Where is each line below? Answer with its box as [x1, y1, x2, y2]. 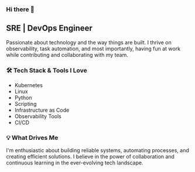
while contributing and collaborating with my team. [6, 51, 129, 58]
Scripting [14, 101, 37, 108]
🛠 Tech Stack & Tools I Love [6, 66, 88, 74]
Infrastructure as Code [14, 106, 70, 113]
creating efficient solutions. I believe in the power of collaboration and [6, 153, 175, 160]
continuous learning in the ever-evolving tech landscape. [6, 159, 143, 166]
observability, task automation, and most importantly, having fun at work [6, 45, 180, 52]
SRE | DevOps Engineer [6, 23, 93, 33]
